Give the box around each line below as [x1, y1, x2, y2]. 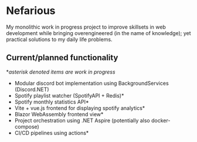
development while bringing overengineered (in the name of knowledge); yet [6, 29, 191, 36]
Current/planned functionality [6, 53, 118, 63]
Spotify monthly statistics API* [14, 98, 89, 105]
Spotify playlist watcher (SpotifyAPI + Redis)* [14, 92, 124, 99]
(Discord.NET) [14, 86, 49, 93]
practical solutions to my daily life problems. [6, 36, 113, 43]
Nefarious [6, 4, 56, 18]
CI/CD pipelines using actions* [14, 129, 89, 136]
